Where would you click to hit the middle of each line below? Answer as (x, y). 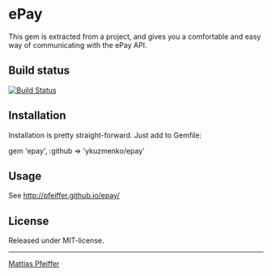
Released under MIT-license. (56, 240)
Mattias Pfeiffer (34, 264)
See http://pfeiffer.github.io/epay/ (64, 196)
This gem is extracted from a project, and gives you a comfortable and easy (135, 36)
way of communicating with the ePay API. (78, 45)
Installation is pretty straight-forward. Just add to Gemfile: (105, 135)
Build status (39, 71)
